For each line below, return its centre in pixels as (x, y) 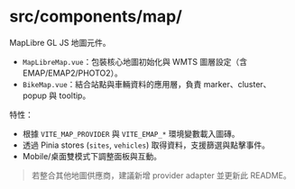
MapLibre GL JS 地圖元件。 (60, 42)
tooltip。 (75, 95)
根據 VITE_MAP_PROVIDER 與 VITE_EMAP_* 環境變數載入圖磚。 (131, 133)
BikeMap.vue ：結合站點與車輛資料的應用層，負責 (112, 84)
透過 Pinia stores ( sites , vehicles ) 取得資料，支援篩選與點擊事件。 (146, 145)
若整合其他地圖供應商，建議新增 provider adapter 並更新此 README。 (161, 175)
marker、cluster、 (237, 84)
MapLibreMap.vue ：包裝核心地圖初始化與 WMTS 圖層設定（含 (135, 61)
